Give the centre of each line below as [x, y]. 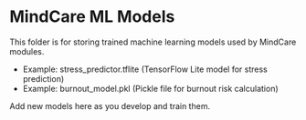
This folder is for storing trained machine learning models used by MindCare [153, 42]
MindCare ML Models [92, 17]
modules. [27, 51]
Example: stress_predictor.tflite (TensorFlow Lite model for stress [145, 69]
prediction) [43, 78]
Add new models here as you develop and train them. [110, 105]
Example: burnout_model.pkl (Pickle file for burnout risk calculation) [150, 88]
